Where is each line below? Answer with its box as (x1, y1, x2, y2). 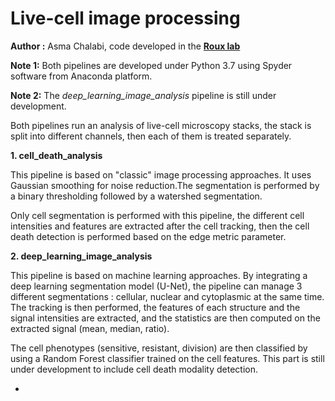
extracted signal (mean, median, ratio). (10, 322, 170, 334)
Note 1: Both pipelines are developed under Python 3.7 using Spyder (10, 59, 293, 71)
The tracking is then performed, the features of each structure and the (10, 301, 301, 313)
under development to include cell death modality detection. (10, 363, 259, 375)
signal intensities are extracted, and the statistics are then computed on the (10, 312, 321, 324)
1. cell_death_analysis (10, 149, 103, 161)
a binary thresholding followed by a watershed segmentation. (10, 190, 263, 202)
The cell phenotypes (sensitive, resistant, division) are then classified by (10, 342, 308, 354)
